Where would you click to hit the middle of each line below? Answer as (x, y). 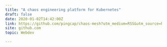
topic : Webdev (20, 33)
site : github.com (23, 28)
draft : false (19, 14)
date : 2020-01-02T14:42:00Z (34, 19)
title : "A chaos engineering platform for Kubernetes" (63, 10)
